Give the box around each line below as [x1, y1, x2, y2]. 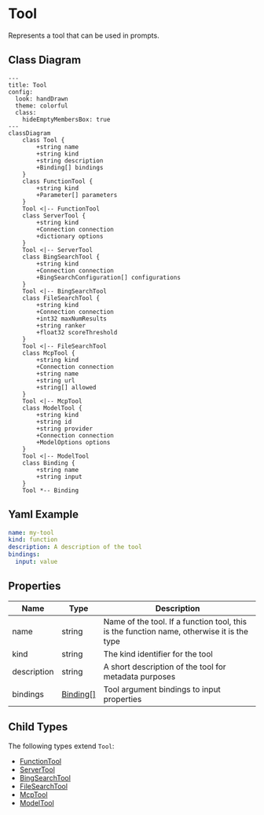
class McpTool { [22, 349, 76, 357]
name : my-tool [8, 528, 55, 536]
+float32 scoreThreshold [36, 328, 118, 336]
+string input [36, 473, 82, 481]
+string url [36, 376, 76, 385]
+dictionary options [36, 232, 104, 240]
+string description [36, 156, 104, 165]
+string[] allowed [36, 383, 97, 391]
